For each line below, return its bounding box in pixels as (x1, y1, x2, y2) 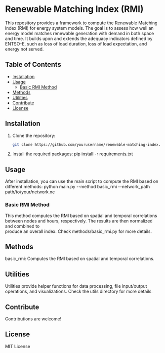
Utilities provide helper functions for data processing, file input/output (5, 283, 147, 289)
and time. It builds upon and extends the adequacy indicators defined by (5, 36, 153, 42)
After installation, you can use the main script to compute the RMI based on (5, 178, 159, 184)
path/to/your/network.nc (5, 189, 55, 195)
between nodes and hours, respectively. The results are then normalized (5, 218, 153, 223)
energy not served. (5, 46, 44, 52)
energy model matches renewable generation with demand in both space (5, 30, 154, 36)
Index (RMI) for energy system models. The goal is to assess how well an (5, 25, 154, 31)
